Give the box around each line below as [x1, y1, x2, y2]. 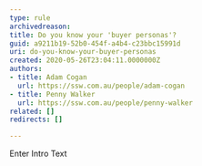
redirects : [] [9, 115, 64, 124]
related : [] [9, 107, 55, 116]
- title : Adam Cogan [9, 73, 88, 82]
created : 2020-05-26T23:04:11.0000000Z [9, 56, 161, 65]
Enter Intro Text [9, 148, 67, 160]
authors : [9, 65, 43, 74]
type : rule [9, 13, 51, 23]
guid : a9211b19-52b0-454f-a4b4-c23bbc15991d [9, 38, 181, 48]
